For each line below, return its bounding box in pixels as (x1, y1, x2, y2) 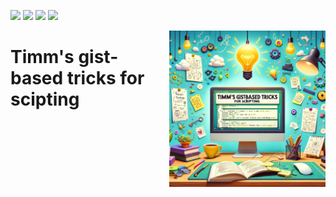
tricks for (66, 67, 145, 90)
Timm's (10, 46, 75, 69)
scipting (10, 88, 80, 111)
